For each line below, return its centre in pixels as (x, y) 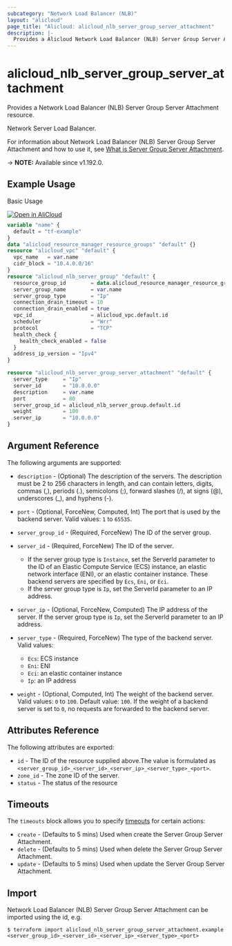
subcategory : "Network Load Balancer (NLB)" (72, 14)
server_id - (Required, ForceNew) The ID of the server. (95, 545)
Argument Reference (53, 446)
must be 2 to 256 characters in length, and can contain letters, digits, (115, 483)
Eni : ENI (39, 665)
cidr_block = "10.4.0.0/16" (54, 264)
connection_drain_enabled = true (61, 309)
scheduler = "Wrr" (63, 322)
